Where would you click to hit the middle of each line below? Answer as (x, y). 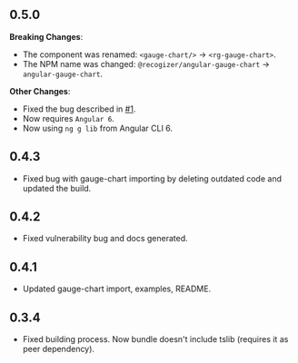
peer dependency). (59, 349)
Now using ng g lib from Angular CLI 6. (98, 128)
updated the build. (57, 188)
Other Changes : (40, 91)
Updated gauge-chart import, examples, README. (117, 289)
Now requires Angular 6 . (69, 118)
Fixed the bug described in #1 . (79, 109)
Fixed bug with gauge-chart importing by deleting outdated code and (152, 178)
